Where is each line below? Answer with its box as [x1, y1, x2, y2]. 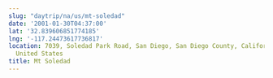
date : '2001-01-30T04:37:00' [8, 19, 107, 28]
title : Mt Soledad [8, 58, 71, 66]
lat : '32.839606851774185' [8, 27, 100, 35]
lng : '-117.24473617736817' [8, 34, 104, 43]
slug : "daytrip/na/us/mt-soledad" [8, 11, 126, 20]
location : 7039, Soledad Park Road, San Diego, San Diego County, [8, 42, 238, 50]
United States [15, 50, 63, 58]
